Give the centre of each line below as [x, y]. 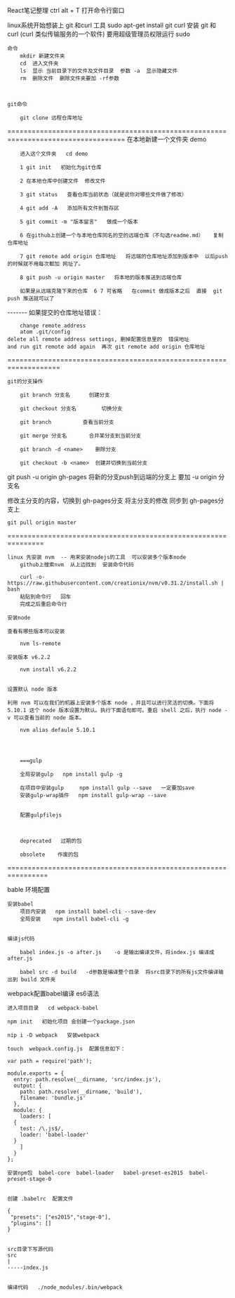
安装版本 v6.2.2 [29, 657]
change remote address [53, 326]
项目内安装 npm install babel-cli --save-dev [88, 911]
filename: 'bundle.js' [53, 1098]
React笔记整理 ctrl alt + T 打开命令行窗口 [66, 10]
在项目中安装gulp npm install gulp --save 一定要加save [107, 788]
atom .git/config [45, 332]
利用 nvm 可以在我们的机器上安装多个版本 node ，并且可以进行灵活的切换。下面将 [111, 703]
